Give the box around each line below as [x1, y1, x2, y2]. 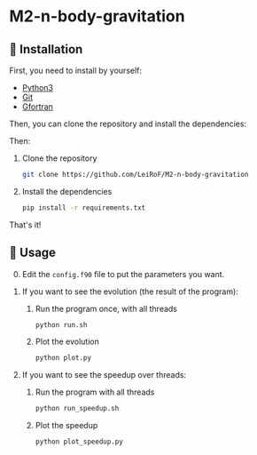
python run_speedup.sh [35, 404, 120, 413]
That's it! [9, 220, 42, 230]
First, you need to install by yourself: [9, 65, 143, 76]
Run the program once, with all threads [35, 303, 178, 314]
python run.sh [35, 320, 88, 330]
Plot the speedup [35, 420, 98, 431]
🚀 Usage [9, 245, 56, 260]
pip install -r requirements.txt [21, 203, 146, 212]
